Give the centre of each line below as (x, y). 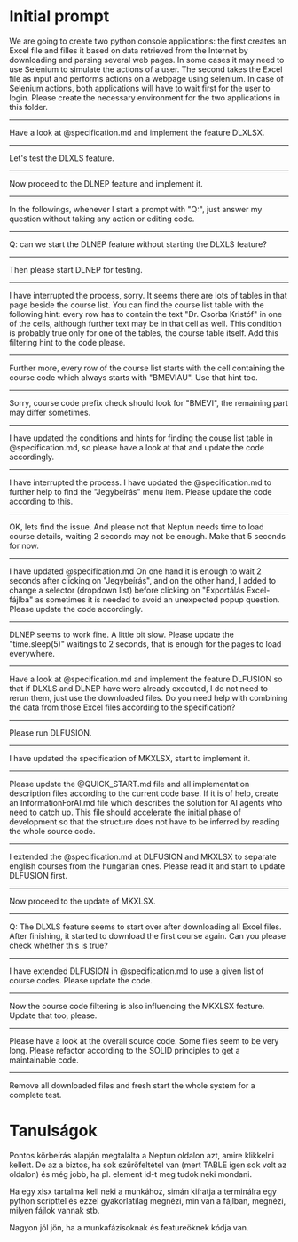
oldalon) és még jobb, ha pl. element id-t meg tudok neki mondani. (131, 1174)
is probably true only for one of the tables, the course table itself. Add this (144, 333)
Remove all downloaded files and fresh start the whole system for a (132, 1085)
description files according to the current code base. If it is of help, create (144, 793)
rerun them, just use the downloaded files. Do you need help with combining (149, 697)
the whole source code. (52, 831)
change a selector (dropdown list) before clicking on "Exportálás (127, 590)
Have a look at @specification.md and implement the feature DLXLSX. (137, 132)
